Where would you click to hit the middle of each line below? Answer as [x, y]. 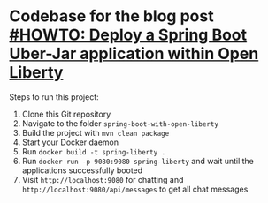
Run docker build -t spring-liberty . [94, 151]
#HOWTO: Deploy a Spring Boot [128, 35]
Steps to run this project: [54, 97]
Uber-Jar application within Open [134, 54]
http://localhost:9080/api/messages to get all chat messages [135, 189]
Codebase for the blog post [111, 16]
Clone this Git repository [66, 114]
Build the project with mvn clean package [96, 132]
